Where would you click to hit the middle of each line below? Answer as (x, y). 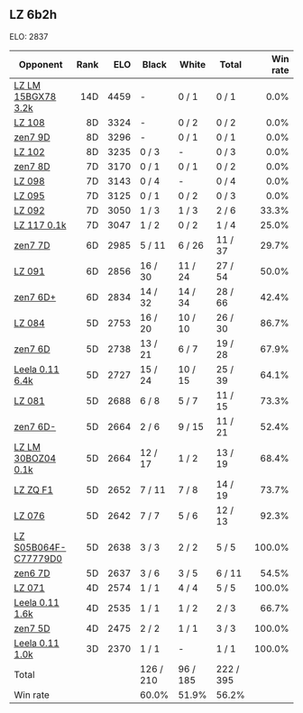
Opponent (41, 64)
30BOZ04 (35, 458)
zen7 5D (32, 628)
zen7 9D (32, 137)
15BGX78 (35, 96)
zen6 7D (32, 573)
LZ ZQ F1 (34, 489)
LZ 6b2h (33, 15)
